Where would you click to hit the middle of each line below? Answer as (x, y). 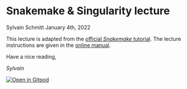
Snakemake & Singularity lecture (88, 11)
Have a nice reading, (31, 56)
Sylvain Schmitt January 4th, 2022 (48, 27)
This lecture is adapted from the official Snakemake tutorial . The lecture (94, 39)
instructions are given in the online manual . (59, 45)
